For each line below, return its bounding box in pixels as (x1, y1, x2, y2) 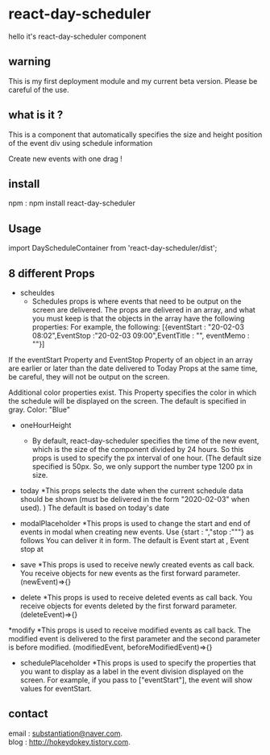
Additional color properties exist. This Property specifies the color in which (8, 388, 257, 397)
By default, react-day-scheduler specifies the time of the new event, (31, 436, 260, 446)
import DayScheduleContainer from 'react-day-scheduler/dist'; (8, 243, 218, 253)
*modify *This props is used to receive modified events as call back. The (8, 625, 251, 635)
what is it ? (8, 108, 64, 122)
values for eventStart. (19, 684, 93, 693)
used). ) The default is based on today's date (19, 503, 170, 512)
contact (8, 707, 48, 721)
